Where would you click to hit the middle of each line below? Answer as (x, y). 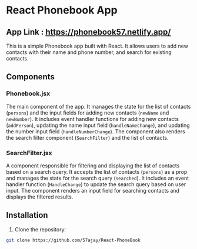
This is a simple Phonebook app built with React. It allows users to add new (97, 46)
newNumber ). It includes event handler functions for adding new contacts (93, 119)
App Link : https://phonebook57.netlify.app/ (89, 32)
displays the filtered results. (40, 197)
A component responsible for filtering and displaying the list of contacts (93, 166)
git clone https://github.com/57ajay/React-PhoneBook (74, 240)
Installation (27, 215)
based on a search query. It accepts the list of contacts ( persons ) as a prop (97, 171)
